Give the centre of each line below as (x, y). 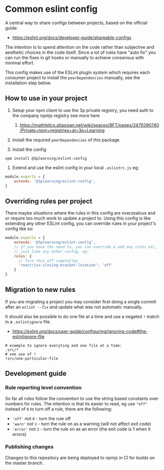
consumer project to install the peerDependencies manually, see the (73, 77)
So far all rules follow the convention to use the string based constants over (82, 398)
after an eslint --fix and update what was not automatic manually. (74, 307)
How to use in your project (46, 98)
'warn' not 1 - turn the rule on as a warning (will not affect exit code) (82, 424)
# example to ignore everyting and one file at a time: (64, 345)
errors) (19, 434)
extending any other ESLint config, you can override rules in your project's (81, 223)
